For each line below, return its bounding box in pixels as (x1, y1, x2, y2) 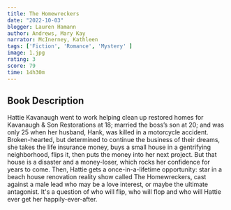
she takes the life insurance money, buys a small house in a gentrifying (7, 143, 211, 151)
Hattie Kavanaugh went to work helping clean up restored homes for (7, 113, 204, 122)
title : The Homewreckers (7, 10, 80, 17)
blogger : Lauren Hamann (7, 23, 77, 30)
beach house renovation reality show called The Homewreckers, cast (7, 173, 207, 181)
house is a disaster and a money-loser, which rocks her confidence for (7, 158, 211, 167)
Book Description (7, 94, 84, 106)
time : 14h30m (7, 69, 45, 76)
